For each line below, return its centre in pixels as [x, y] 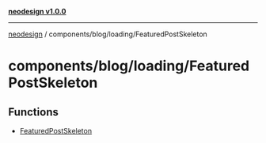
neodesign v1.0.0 [37, 11]
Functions [34, 112]
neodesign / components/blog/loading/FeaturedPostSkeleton [108, 34]
